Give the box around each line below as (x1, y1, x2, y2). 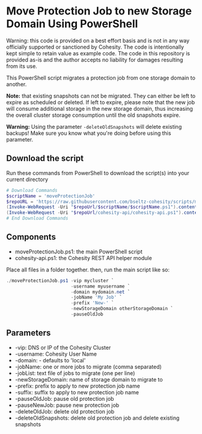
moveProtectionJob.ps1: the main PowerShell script (14, 248, 142, 255)
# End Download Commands (6, 215, 69, 222)
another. (6, 80, 27, 88)
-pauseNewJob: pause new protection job (14, 401, 120, 409)
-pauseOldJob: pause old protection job (14, 395, 114, 402)
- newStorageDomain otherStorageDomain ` (70, 306, 173, 312)
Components (6, 232, 56, 242)
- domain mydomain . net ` (70, 289, 130, 295)
